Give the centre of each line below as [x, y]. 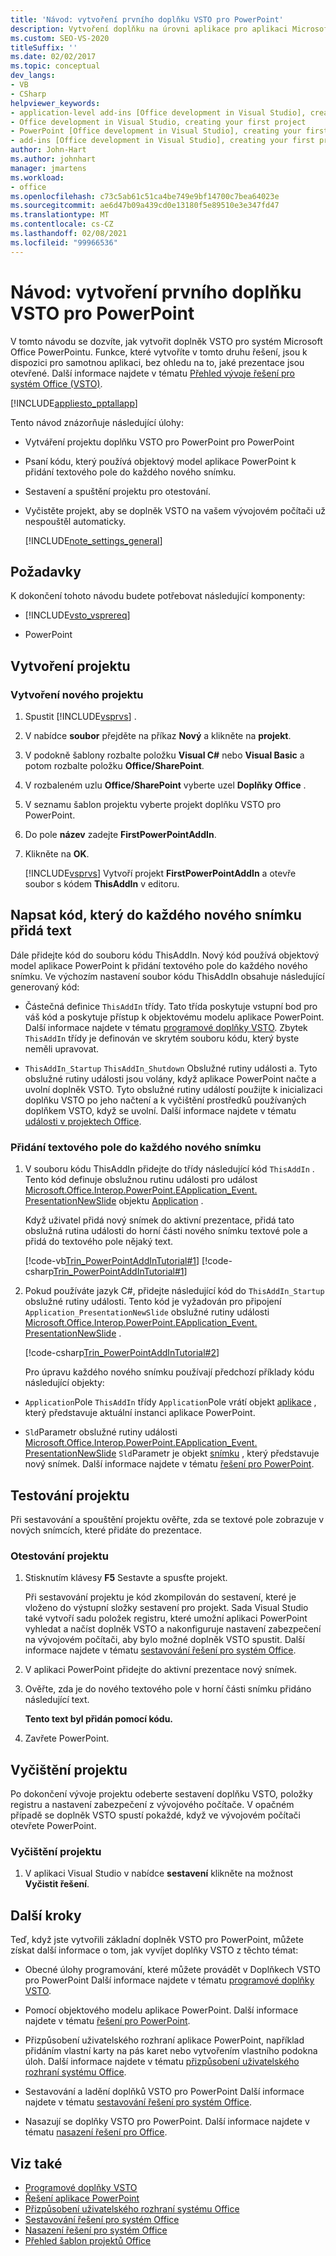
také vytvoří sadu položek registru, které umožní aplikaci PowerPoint [166, 1618]
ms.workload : [37, 177]
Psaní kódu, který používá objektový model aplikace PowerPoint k [160, 461]
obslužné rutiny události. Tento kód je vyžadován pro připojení [153, 1302]
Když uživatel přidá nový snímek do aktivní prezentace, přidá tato [159, 1220]
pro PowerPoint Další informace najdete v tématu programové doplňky [169, 1980]
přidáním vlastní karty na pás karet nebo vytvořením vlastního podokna [171, 2051]
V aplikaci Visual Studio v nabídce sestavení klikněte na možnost [159, 1873]
